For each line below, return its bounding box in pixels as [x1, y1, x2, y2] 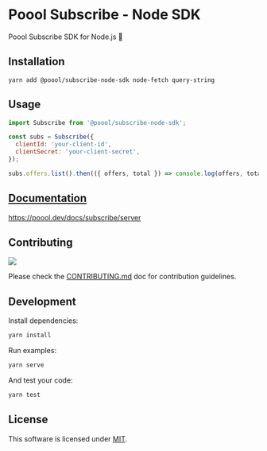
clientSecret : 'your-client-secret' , [15, 148, 141, 156]
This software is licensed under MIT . [8, 434, 128, 443]
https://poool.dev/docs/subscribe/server [8, 212, 141, 222]
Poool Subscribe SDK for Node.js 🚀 [8, 32, 123, 41]
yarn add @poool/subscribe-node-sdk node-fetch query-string [8, 76, 215, 84]
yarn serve [8, 361, 44, 369]
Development [8, 294, 77, 308]
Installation [8, 55, 65, 68]
